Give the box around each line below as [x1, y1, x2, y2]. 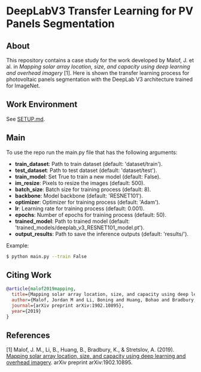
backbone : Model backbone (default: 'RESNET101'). [14, 192, 144, 199]
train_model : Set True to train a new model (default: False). [14, 173, 161, 180]
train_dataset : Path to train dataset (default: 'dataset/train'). [14, 160, 163, 167]
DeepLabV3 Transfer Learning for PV [6, 4, 193, 18]
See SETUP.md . [6, 115, 45, 122]
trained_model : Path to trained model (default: [14, 217, 130, 225]
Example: [6, 241, 29, 249]
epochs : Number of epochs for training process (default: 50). [14, 211, 166, 218]
